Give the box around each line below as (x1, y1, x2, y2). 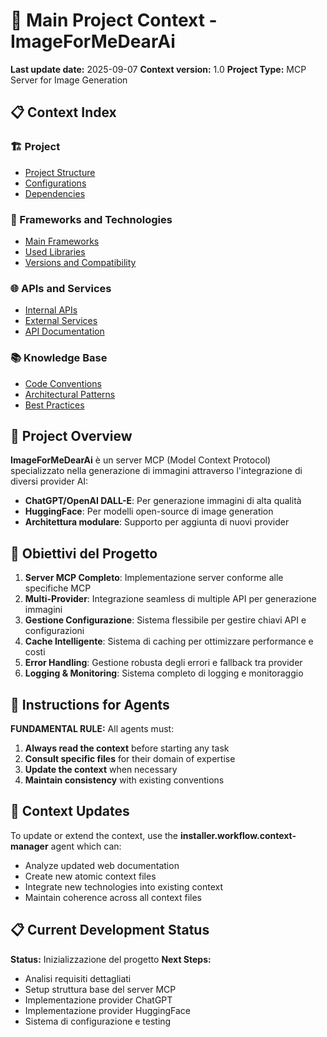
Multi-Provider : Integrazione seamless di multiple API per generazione (24, 593, 317, 605)
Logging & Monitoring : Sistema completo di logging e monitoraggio (24, 667, 304, 679)
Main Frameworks (24, 235, 100, 247)
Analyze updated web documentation (24, 859, 180, 871)
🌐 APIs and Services (10, 281, 112, 295)
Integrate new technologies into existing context (24, 880, 223, 893)
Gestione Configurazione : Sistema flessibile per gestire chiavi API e (24, 614, 307, 626)
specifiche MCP (24, 582, 92, 594)
